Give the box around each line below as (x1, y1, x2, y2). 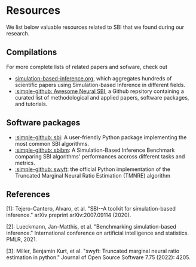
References (6, 189, 50, 199)
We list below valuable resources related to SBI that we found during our (6, 23, 184, 31)
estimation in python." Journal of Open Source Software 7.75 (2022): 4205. (6, 254, 191, 261)
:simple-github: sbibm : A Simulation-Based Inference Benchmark (14, 146, 175, 154)
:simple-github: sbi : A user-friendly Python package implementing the (14, 133, 187, 141)
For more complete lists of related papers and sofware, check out (6, 63, 167, 70)
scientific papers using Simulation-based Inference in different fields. (14, 81, 185, 88)
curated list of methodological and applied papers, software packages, (14, 94, 189, 101)
